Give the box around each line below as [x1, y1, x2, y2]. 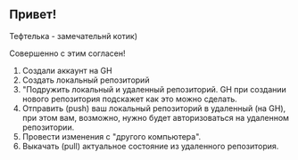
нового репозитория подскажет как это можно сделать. [21, 93, 238, 104]
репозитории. [21, 122, 75, 132]
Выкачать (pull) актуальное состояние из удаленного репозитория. [21, 140, 279, 151]
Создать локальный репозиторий [21, 75, 150, 85]
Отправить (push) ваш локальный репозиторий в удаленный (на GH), [21, 102, 286, 114]
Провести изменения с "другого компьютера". [21, 131, 202, 141]
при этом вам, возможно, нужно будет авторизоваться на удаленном [21, 112, 290, 123]
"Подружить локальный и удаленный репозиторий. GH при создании [21, 84, 287, 94]
